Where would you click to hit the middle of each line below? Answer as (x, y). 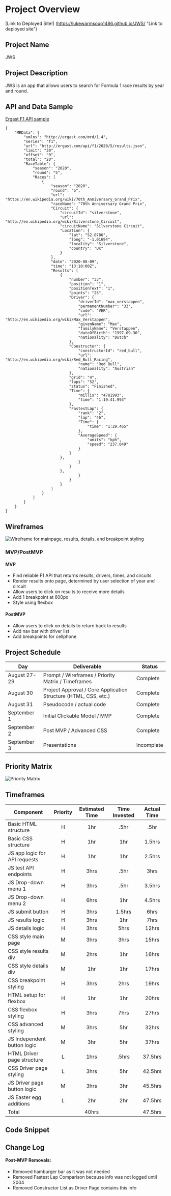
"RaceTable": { (40, 164)
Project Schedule (33, 652)
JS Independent (27, 1039)
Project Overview (43, 9)
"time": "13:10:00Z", (74, 266)
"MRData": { (27, 133)
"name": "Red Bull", (100, 364)
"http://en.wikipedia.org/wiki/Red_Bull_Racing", (59, 360)
